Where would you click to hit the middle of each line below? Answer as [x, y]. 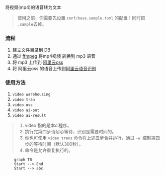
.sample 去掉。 [32, 24]
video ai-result [29, 115]
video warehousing [31, 94]
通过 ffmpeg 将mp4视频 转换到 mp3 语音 [54, 56]
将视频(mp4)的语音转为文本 [33, 7]
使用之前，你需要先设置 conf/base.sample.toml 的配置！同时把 [81, 18]
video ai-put [26, 110]
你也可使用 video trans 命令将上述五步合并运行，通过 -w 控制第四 [92, 138]
